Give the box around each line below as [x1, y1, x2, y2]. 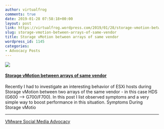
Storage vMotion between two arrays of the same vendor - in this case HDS [5, 89, 158, 95]
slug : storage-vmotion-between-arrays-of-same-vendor [5, 30, 117, 35]
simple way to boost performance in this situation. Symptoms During [5, 99, 143, 105]
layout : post [5, 21, 32, 26]
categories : [5, 44, 29, 49]
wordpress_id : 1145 [5, 39, 45, 44]
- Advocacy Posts [5, 48, 41, 53]
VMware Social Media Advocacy [5, 118, 71, 124]
